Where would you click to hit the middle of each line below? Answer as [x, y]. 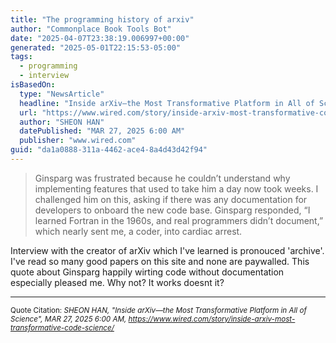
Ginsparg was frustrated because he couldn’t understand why [162, 178]
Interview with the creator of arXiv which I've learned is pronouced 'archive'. [167, 250]
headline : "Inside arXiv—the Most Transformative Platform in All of [167, 103]
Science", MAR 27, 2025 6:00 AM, [68, 319]
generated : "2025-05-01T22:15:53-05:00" [96, 47]
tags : [21, 57]
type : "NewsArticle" [62, 94]
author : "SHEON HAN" [62, 122]
